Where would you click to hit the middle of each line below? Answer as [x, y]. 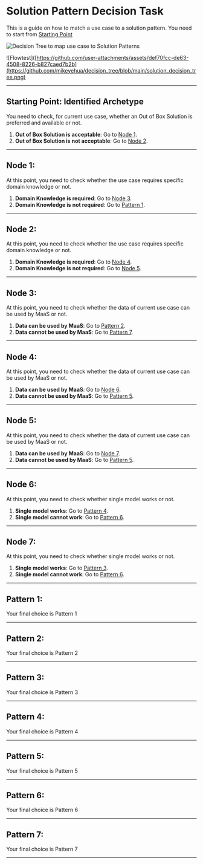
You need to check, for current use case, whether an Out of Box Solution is [99, 116]
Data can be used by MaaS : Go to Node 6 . [68, 389]
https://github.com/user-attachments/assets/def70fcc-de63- [113, 57]
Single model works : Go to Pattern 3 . [62, 568]
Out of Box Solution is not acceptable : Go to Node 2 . [81, 141]
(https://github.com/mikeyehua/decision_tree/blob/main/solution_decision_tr [101, 70]
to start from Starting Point [39, 34]
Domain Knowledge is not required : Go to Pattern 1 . [80, 204]
